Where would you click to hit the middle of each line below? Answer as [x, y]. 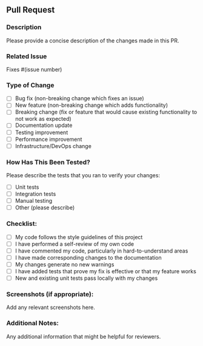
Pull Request [31, 10]
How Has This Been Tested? [48, 162]
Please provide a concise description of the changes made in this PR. [93, 40]
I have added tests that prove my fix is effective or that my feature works [106, 271]
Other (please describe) [45, 208]
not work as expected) [43, 119]
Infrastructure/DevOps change [53, 146]
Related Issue [27, 56]
